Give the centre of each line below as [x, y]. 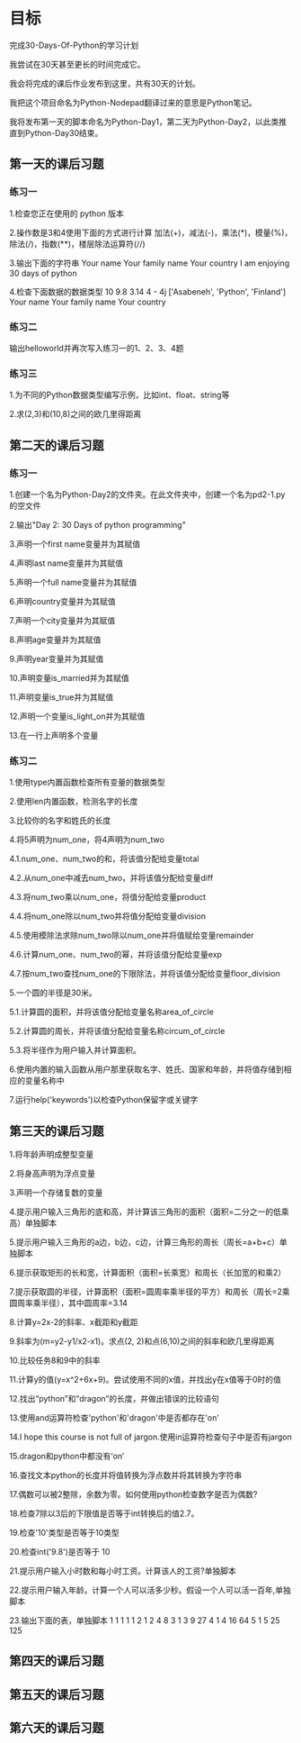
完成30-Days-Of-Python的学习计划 [74, 45]
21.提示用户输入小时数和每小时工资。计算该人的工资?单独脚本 [123, 1571]
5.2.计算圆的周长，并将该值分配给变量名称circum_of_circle [117, 1031]
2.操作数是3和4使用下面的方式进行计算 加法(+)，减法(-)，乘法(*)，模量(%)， [151, 232]
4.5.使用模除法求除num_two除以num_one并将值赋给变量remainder [132, 935]
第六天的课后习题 [57, 1728]
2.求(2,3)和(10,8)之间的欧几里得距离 [75, 414]
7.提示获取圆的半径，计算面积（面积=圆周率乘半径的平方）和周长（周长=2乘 [150, 1292]
